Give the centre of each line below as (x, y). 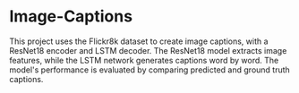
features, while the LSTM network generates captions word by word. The (144, 60)
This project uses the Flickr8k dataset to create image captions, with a (139, 41)
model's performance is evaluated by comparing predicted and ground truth (150, 70)
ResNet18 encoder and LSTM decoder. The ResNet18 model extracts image (148, 50)
